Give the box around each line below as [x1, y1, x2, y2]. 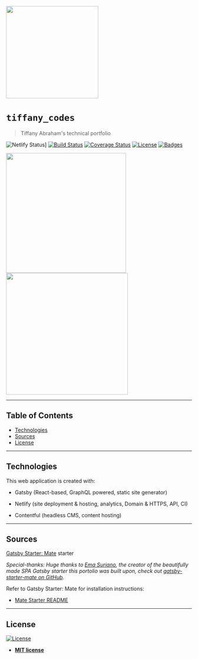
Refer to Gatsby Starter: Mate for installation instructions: [6, 585, 144, 592]
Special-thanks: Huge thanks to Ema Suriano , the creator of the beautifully [6, 561, 189, 569]
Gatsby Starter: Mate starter [6, 550, 74, 557]
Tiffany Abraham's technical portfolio [20, 129, 111, 136]
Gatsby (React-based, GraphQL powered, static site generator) [14, 488, 167, 495]
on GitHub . [38, 574, 65, 581]
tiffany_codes [6, 112, 75, 123]
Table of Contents [6, 410, 74, 421]
